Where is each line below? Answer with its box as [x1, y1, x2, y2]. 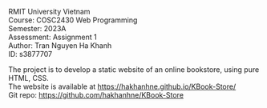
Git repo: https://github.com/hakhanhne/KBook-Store [8, 90, 184, 99]
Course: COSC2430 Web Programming [8, 15, 138, 25]
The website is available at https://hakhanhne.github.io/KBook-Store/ [8, 82, 237, 91]
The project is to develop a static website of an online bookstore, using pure [8, 65, 260, 74]
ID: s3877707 [8, 50, 53, 58]
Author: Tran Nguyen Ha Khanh [8, 41, 112, 50]
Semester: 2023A [8, 24, 67, 33]
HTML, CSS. [8, 74, 50, 82]
